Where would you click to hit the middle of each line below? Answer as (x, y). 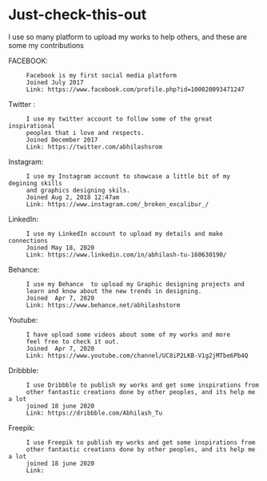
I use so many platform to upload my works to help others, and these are (128, 37)
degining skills (35, 183)
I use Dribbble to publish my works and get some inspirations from (143, 385)
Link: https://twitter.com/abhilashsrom (94, 147)
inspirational (32, 125)
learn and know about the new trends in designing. (114, 291)
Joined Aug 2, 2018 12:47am (73, 197)
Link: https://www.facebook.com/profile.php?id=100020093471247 (135, 89)
